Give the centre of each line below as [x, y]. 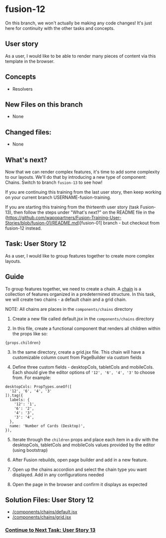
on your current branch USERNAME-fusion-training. [58, 197]
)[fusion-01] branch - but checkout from [119, 223]
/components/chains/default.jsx [45, 512]
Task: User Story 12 [36, 244]
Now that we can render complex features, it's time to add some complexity [83, 172]
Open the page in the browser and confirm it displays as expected [80, 484]
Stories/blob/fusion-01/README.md [42, 223]
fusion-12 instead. [24, 228]
